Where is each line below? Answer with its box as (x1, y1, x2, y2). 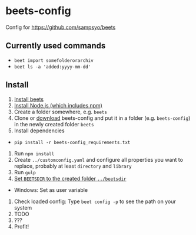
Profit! (14, 223, 29, 230)
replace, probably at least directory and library (14, 162, 132, 169)
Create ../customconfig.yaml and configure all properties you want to (14, 156, 184, 163)
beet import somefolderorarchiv (14, 57, 94, 63)
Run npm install (14, 149, 55, 157)
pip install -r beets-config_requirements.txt (14, 139, 131, 145)
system (14, 204, 32, 211)
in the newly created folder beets (14, 120, 94, 128)
